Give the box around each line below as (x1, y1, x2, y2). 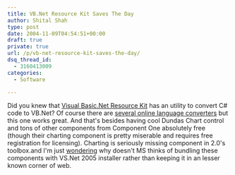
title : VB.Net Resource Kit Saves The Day (7, 10, 134, 18)
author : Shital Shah (7, 17, 68, 24)
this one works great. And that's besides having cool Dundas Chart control (7, 116, 224, 125)
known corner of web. (7, 162, 72, 170)
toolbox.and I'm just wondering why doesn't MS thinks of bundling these (7, 146, 218, 155)
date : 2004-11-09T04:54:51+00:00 (7, 30, 106, 37)
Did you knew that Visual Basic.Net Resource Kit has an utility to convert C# (7, 102, 228, 110)
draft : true (7, 37, 42, 44)
